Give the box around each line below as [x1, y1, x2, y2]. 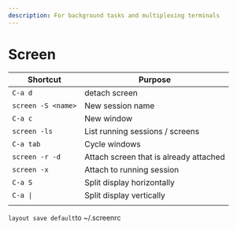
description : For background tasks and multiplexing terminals [8, 11, 220, 20]
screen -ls [12, 127, 53, 135]
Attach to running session [83, 164, 180, 175]
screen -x [12, 165, 49, 174]
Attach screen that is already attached [83, 151, 226, 162]
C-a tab [12, 139, 41, 148]
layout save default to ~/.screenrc [8, 213, 121, 222]
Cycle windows [83, 139, 142, 150]
